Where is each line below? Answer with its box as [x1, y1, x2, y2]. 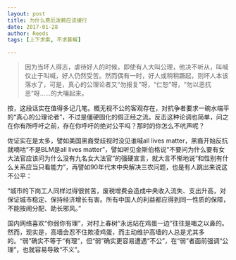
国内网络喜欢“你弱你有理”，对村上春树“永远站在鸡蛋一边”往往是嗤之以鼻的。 [7, 219, 228, 228]
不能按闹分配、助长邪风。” [7, 204, 82, 213]
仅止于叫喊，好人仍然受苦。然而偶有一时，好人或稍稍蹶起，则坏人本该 [24, 72, 229, 80]
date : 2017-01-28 [7, 23, 58, 30]
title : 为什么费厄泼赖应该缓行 [7, 17, 87, 24]
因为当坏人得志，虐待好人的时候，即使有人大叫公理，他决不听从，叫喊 [24, 63, 229, 71]
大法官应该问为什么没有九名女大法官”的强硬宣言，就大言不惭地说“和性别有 [7, 154, 223, 162]
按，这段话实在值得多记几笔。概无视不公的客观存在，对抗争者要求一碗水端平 [7, 104, 230, 112]
